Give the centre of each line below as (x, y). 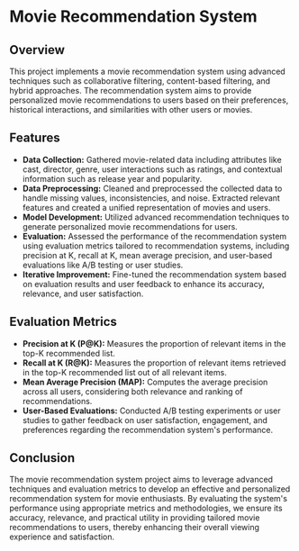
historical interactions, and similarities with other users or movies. (131, 109)
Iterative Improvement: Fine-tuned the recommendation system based (154, 274)
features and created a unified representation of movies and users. (146, 207)
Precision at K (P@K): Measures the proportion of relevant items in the (154, 343)
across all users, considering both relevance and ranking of (132, 391)
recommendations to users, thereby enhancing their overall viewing (134, 528)
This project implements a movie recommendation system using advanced (147, 71)
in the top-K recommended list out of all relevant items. (124, 372)
